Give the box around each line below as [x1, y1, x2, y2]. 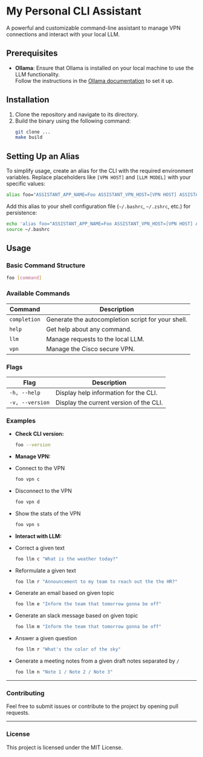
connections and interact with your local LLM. [6, 30, 120, 37]
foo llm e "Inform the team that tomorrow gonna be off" [14, 601, 162, 607]
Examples [6, 416, 36, 424]
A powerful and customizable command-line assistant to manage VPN [6, 24, 181, 31]
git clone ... [14, 129, 51, 135]
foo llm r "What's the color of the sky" [14, 646, 121, 652]
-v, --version [9, 399, 50, 406]
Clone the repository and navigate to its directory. [14, 111, 139, 118]
